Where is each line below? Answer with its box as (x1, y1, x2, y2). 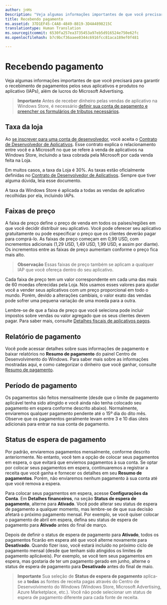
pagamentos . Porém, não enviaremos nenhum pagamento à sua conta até (5, 475, 158, 481)
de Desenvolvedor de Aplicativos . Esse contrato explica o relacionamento (5, 141, 156, 147)
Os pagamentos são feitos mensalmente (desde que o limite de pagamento (5, 395, 159, 401)
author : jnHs (5, 7, 32, 12)
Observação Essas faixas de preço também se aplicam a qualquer (17, 261, 154, 267)
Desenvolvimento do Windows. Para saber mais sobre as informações (5, 356, 149, 362)
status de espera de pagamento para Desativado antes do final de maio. (5, 563, 154, 569)
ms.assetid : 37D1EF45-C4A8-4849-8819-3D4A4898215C (5, 21, 112, 26)
